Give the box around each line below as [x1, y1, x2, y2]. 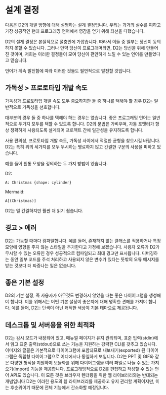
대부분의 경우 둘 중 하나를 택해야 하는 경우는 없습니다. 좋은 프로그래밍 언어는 [5, 115, 152, 121]
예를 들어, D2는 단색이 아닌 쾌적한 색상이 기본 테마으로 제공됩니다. [11, 305, 138, 311]
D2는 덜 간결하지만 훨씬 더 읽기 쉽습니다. [5, 207, 83, 213]
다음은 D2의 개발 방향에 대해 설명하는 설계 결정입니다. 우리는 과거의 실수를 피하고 [5, 22, 161, 28]
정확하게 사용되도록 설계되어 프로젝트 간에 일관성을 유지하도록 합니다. [10, 127, 144, 133]
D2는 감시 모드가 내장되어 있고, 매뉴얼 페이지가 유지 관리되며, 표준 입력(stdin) [5, 335, 154, 341]
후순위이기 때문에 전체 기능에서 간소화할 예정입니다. [10, 385, 110, 391]
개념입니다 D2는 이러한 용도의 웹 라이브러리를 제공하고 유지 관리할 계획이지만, [5, 378, 155, 385]
